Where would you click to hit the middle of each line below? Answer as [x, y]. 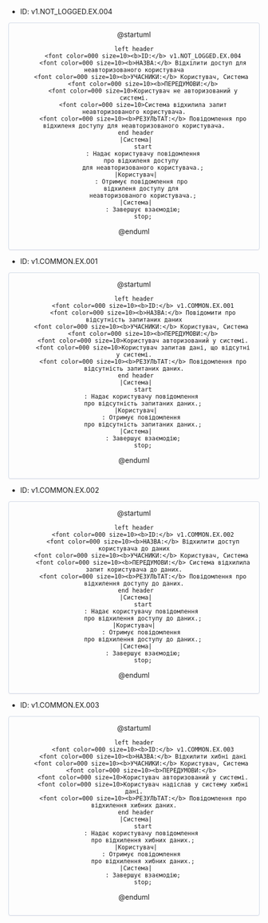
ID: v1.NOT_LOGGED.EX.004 [66, 12]
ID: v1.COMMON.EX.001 [59, 261]
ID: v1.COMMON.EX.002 [59, 490]
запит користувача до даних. [134, 570]
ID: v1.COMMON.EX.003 [59, 705]
